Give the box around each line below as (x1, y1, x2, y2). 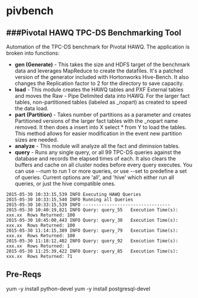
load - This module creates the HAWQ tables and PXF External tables (14, 86, 184, 93)
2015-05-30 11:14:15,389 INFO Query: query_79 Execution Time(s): (6, 228, 178, 234)
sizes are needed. (14, 136, 59, 143)
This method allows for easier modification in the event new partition (14, 130, 182, 137)
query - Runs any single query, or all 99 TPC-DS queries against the (14, 149, 181, 156)
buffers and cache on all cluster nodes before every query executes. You (14, 161, 193, 168)
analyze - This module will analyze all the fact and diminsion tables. (14, 143, 180, 149)
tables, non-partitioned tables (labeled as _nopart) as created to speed (14, 99, 187, 106)
